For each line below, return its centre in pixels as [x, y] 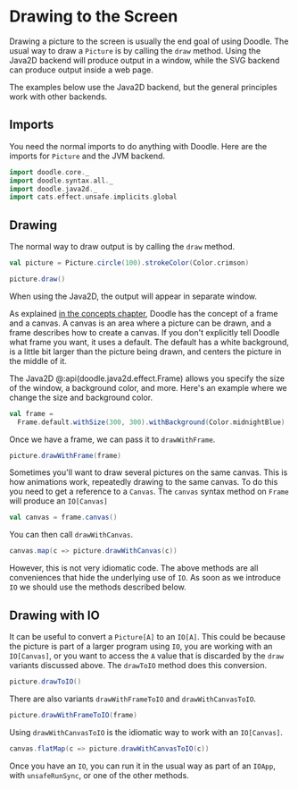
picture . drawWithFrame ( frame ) [66, 455]
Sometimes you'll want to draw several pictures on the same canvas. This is [149, 472]
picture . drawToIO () [46, 682]
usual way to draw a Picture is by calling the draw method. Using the [135, 50]
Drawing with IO [54, 615]
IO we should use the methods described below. [98, 587]
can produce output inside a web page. [81, 70]
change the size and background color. [81, 397]
